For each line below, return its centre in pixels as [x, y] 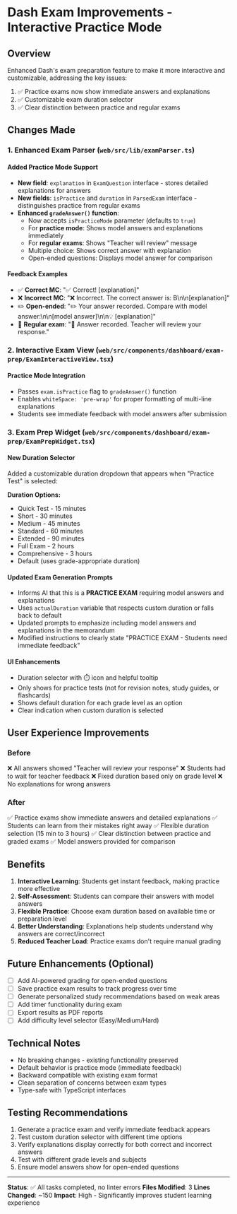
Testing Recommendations [68, 1113]
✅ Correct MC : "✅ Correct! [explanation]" [78, 290]
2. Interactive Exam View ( [53, 350]
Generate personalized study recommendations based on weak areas [119, 996]
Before [19, 753]
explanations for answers [54, 190]
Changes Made [41, 130]
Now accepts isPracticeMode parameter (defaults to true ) [112, 220]
